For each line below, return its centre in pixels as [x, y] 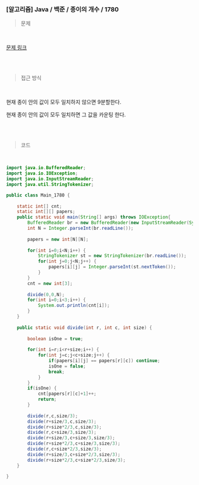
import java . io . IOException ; [42, 173]
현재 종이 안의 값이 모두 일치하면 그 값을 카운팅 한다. [66, 115]
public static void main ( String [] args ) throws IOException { [94, 217]
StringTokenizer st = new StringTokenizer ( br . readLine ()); [112, 256]
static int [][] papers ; [46, 212]
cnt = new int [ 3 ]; [50, 283]
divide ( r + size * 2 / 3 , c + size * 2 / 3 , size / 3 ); [77, 460]
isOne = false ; [67, 366]
